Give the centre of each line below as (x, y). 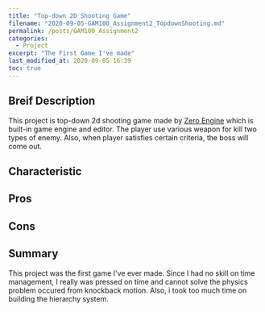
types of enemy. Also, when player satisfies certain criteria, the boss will (128, 137)
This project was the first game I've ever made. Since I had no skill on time (132, 273)
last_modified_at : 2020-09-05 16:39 (70, 61)
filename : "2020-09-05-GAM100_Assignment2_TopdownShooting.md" (117, 23)
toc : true (25, 69)
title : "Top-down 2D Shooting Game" (70, 16)
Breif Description (52, 101)
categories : (28, 38)
